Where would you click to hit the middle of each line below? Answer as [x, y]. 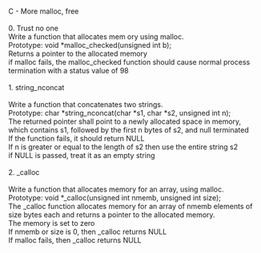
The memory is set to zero [52, 223]
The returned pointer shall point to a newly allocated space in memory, [125, 121]
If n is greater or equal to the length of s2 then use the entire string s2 [123, 147]
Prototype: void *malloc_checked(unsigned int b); [90, 45]
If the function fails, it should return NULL [76, 138]
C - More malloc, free [44, 11]
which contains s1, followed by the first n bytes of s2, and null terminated [129, 130]
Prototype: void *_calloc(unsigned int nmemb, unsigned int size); [115, 198]
